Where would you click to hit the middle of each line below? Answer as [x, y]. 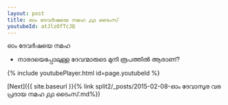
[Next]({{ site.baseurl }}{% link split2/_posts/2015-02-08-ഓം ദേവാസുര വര [114, 86]
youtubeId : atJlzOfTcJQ [41, 26]
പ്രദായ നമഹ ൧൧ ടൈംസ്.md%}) [54, 94]
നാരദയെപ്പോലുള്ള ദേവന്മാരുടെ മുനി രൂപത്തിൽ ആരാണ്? [99, 60]
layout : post [26, 13]
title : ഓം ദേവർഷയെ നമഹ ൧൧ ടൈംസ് [63, 20]
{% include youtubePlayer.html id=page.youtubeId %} [84, 73]
